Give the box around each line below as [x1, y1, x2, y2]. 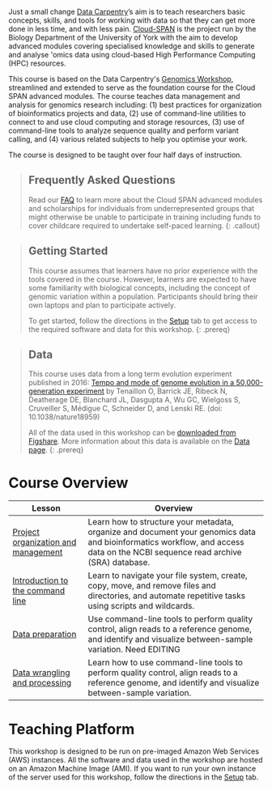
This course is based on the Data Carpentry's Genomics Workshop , [8, 74, 234, 83]
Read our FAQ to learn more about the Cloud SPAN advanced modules [28, 194, 263, 205]
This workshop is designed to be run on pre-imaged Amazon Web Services [8, 746, 260, 756]
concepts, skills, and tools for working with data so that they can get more [8, 15, 256, 25]
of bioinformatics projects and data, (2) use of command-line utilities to [8, 108, 247, 118]
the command [12, 585, 66, 597]
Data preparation [12, 629, 77, 640]
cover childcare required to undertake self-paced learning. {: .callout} [28, 220, 261, 230]
